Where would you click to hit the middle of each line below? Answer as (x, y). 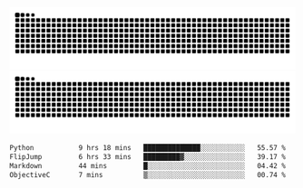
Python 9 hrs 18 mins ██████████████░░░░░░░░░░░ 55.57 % (147, 147)
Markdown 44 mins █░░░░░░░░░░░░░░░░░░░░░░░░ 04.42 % (147, 165)
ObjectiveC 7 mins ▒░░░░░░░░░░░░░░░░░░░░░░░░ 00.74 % (147, 174)
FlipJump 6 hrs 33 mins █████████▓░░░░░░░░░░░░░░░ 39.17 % (147, 156)
